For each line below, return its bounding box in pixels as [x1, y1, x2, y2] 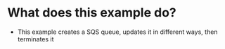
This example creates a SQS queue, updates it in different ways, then [17, 28, 218, 36]
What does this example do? [7, 5, 177, 21]
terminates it [17, 35, 54, 43]
